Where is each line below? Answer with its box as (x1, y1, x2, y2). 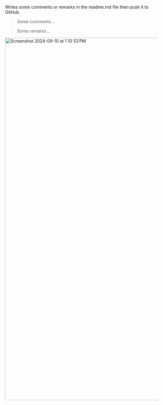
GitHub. (5, 9, 20, 15)
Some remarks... (16, 28, 50, 34)
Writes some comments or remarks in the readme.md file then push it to (5, 4, 149, 10)
